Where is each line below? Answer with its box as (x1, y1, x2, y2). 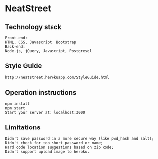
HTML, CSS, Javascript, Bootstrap (5, 40, 77, 45)
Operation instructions (5, 88, 77, 96)
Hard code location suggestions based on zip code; (5, 145, 114, 150)
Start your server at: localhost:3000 (5, 110, 85, 115)
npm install (5, 101, 30, 106)
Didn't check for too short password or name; (5, 141, 103, 146)
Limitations (5, 124, 41, 132)
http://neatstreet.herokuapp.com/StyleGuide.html (5, 75, 110, 80)
